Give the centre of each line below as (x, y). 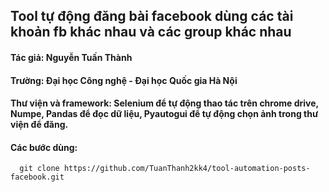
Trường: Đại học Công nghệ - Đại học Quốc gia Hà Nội (124, 80)
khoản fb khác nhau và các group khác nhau (151, 32)
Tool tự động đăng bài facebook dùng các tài (152, 16)
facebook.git (37, 177)
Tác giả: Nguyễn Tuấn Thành (71, 57)
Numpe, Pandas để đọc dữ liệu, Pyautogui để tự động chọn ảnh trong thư (164, 114)
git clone (39, 169)
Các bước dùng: (44, 147)
